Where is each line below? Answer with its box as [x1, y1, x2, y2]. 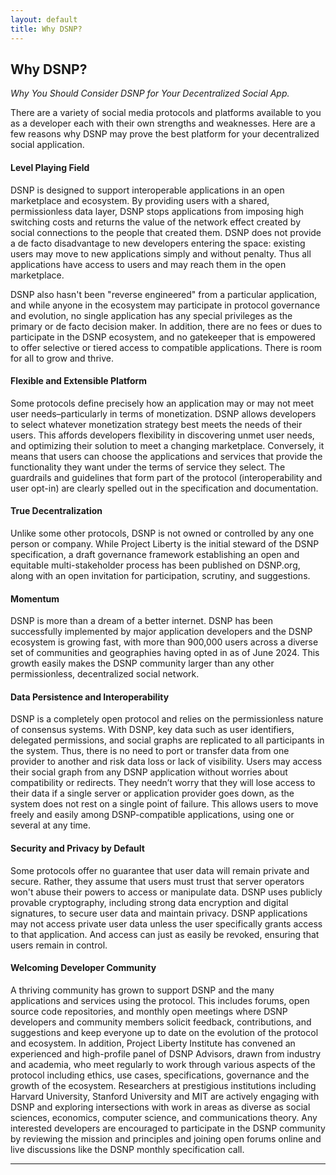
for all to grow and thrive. [10, 352, 114, 364]
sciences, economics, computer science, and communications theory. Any [10, 1111, 318, 1123]
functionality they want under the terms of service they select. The [10, 461, 286, 473]
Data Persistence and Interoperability [10, 691, 170, 703]
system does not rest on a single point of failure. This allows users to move [10, 798, 319, 810]
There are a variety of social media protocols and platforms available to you [10, 107, 322, 119]
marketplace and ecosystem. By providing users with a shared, [10, 194, 270, 206]
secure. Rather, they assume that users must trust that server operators [10, 875, 305, 887]
